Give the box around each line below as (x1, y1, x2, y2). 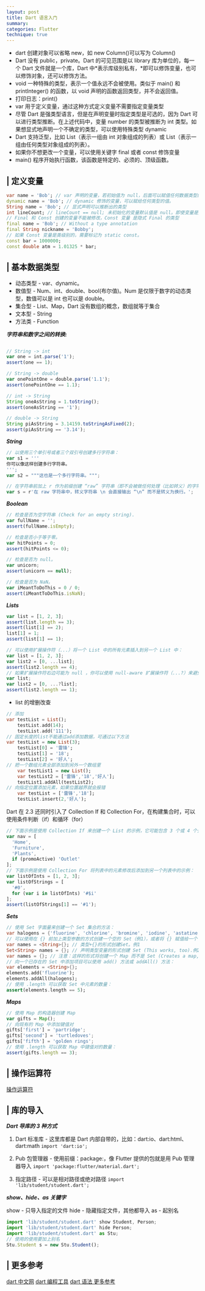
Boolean (6, 500, 29, 507)
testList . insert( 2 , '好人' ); (17, 796, 87, 803)
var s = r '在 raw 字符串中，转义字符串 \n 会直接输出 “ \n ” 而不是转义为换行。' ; (6, 489, 194, 495)
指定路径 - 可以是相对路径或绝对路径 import (15, 1175, 125, 1183)
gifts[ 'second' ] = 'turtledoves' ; (6, 1032, 95, 1039)
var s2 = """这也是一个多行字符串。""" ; (6, 472, 101, 479)
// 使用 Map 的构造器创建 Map (6, 1010, 76, 1016)
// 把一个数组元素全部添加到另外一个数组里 (6, 762, 101, 768)
